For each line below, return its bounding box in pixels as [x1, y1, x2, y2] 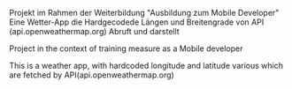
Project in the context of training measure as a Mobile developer [9, 43, 243, 54]
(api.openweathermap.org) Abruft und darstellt [9, 26, 180, 36]
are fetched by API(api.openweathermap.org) [9, 70, 174, 80]
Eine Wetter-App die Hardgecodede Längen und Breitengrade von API [9, 17, 265, 27]
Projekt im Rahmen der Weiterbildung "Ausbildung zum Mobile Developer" [9, 8, 280, 18]
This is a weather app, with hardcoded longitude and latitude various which [9, 61, 283, 70]
